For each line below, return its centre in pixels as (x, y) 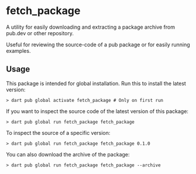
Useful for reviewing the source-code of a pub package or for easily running (98, 45)
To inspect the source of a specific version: (58, 132)
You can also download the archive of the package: (68, 154)
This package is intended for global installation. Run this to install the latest (96, 83)
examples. (18, 50)
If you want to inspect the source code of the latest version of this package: (97, 111)
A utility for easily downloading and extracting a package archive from (91, 27)
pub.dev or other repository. (40, 33)
